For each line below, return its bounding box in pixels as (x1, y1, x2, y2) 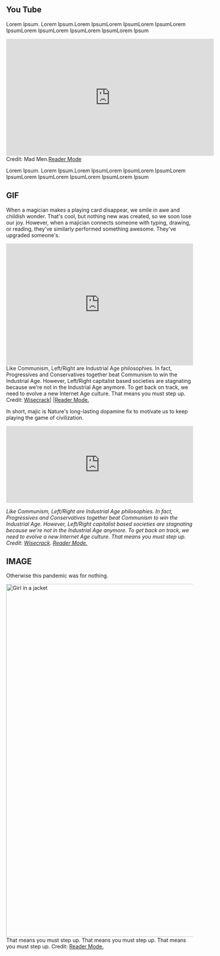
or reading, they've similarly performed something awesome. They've (6, 225, 177, 232)
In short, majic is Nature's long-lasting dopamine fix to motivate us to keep (6, 408, 188, 415)
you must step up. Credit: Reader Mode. (6, 943, 104, 950)
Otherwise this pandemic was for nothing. (6, 572, 109, 579)
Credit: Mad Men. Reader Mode (6, 155, 82, 162)
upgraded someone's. (6, 231, 60, 238)
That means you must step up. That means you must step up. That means (6, 936, 187, 944)
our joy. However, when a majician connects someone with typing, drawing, (6, 219, 191, 226)
